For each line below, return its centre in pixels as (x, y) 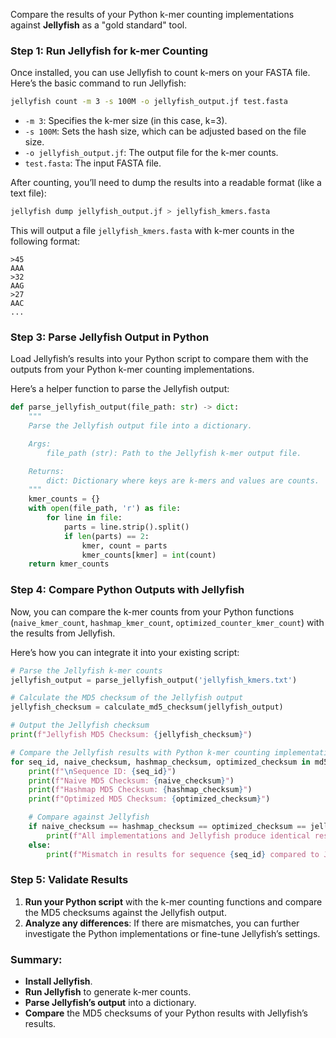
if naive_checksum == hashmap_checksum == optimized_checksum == (167, 827)
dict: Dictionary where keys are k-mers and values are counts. (183, 480)
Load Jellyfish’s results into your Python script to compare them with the (159, 359)
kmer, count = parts (124, 545)
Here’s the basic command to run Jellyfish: (98, 83)
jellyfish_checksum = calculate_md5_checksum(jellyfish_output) (147, 707)
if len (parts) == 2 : (106, 536)
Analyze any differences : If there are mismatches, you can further (162, 923)
